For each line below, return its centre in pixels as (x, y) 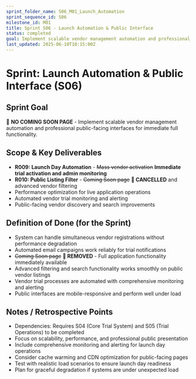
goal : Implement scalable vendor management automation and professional (98, 39)
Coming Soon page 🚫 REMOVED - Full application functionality (90, 256)
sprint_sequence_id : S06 (36, 17)
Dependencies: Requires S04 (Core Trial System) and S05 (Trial (92, 326)
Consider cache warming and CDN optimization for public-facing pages (101, 357)
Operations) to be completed (49, 333)
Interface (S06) (44, 86)
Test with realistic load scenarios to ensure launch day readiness (93, 364)
